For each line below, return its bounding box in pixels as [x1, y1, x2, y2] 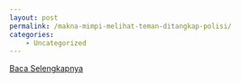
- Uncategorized [25, 38, 88, 48]
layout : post [9, 13, 59, 23]
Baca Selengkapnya [9, 63, 84, 74]
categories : [9, 30, 54, 39]
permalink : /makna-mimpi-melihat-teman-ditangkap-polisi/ [9, 22, 232, 31]
